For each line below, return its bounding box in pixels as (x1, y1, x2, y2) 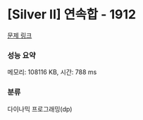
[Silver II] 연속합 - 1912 (7, 6, 136, 23)
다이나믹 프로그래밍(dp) (7, 104, 73, 113)
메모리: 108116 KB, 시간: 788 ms (7, 68, 97, 76)
